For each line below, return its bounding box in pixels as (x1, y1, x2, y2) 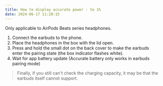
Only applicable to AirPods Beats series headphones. (5, 25, 112, 31)
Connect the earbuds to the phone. (12, 35, 83, 41)
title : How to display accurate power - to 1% (5, 7, 101, 12)
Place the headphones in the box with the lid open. (12, 40, 114, 45)
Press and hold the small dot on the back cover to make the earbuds (12, 45, 149, 51)
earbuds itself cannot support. (17, 75, 78, 81)
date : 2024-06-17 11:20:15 (5, 12, 60, 17)
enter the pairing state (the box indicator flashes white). (12, 50, 124, 56)
